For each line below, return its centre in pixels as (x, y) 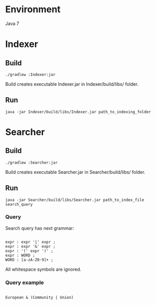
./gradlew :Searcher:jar (32, 162)
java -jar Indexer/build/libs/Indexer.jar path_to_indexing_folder (78, 112)
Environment (33, 9)
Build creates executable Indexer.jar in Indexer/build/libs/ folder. (72, 84)
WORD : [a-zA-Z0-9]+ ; (29, 260)
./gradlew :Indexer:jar (30, 74)
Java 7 (12, 23)
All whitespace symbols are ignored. (43, 269)
